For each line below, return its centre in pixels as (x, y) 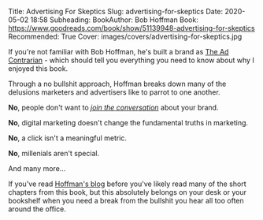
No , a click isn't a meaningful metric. (68, 138)
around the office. (37, 209)
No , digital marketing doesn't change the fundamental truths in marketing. (128, 123)
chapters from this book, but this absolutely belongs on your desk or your (127, 192)
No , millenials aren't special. (54, 153)
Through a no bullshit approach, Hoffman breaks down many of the (117, 84)
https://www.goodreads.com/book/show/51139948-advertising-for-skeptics (131, 28)
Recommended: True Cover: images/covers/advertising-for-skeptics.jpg (125, 36)
